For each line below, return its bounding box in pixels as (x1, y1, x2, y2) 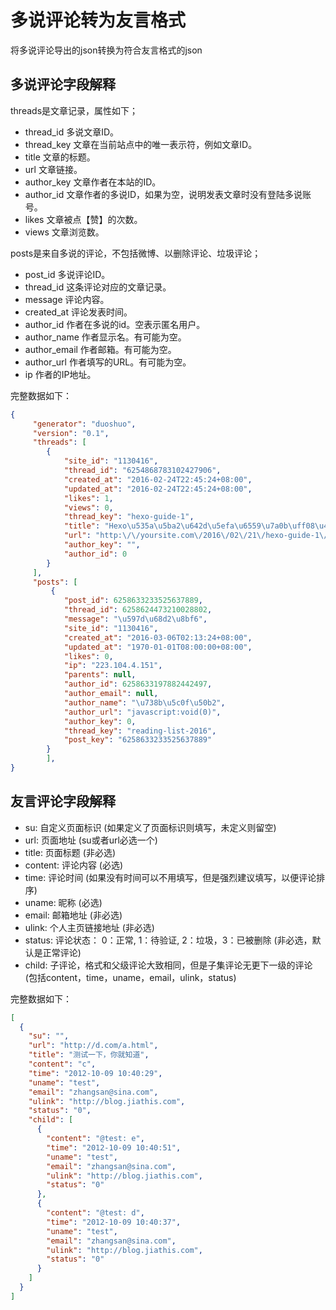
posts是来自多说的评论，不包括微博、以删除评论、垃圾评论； (10, 247, 262, 259)
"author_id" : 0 (63, 549, 128, 559)
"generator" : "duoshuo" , (32, 419, 137, 429)
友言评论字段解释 (10, 793, 116, 810)
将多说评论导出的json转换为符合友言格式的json (10, 44, 203, 56)
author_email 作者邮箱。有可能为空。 (24, 343, 177, 355)
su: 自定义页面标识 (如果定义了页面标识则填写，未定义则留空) (24, 821, 277, 833)
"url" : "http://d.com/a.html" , (28, 1041, 159, 1051)
